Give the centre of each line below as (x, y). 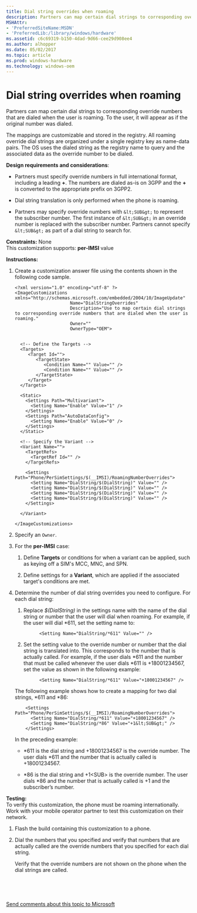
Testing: (16, 799)
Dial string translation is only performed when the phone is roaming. (97, 201)
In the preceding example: (46, 739)
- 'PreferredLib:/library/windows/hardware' (61, 33)
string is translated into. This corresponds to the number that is (99, 651)
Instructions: (22, 259)
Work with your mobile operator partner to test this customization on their (95, 811)
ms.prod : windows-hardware (39, 60)
